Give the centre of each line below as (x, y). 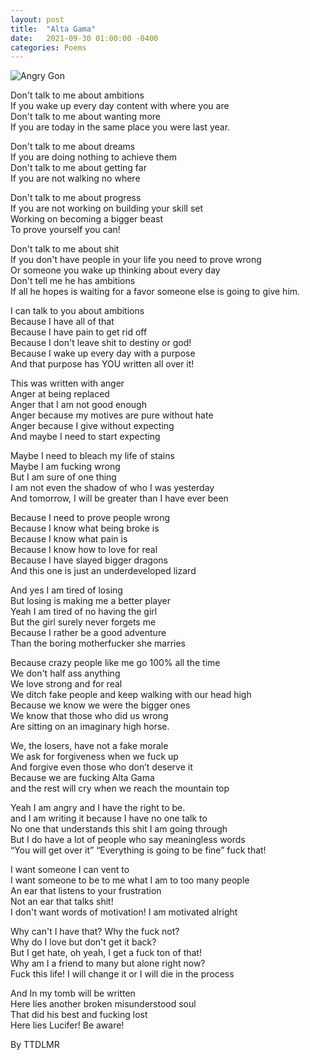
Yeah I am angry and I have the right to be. (98, 808)
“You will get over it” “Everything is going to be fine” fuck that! (138, 850)
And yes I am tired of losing (66, 590)
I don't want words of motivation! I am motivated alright (124, 912)
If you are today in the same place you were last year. (120, 127)
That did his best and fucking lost (79, 1015)
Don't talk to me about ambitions (77, 95)
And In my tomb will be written (73, 993)
